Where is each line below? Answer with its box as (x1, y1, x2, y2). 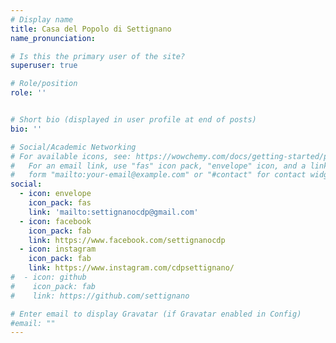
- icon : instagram (19, 244, 97, 255)
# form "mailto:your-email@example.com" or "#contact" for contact (10, 170, 307, 180)
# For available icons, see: (10, 151, 132, 161)
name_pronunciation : (10, 33, 97, 43)
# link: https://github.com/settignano (10, 291, 190, 301)
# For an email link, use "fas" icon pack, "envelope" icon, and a (10, 161, 307, 171)
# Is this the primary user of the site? (10, 51, 186, 61)
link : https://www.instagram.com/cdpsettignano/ (28, 263, 235, 273)
